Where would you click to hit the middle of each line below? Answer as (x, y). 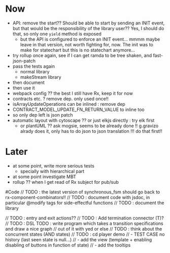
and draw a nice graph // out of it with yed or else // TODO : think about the (84, 229)
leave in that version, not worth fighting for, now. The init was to (87, 44)
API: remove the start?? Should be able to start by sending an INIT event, (89, 23)
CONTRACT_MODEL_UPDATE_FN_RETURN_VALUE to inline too (78, 109)
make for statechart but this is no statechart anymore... (78, 50)
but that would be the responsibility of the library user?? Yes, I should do (88, 28)
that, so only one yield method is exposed (57, 34)
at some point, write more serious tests (54, 165)
